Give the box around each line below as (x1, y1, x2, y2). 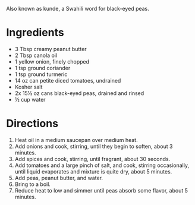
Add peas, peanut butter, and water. (14, 174, 103, 181)
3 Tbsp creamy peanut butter (14, 45, 87, 52)
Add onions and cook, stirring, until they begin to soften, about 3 (14, 143, 173, 150)
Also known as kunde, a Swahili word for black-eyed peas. (6, 5, 150, 12)
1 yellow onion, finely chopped (14, 58, 90, 65)
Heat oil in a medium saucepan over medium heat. (14, 136, 138, 143)
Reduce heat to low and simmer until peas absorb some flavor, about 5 (14, 187, 188, 194)
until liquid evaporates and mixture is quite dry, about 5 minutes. (14, 168, 172, 175)
